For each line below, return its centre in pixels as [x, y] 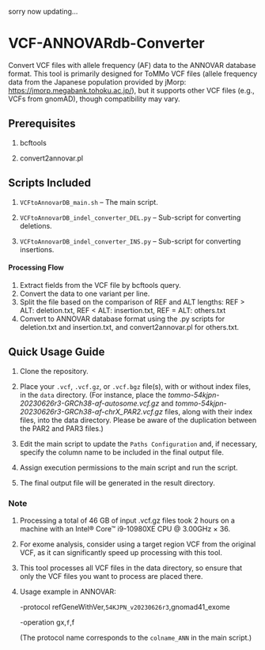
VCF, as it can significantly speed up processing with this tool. [121, 552]
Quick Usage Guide [57, 352]
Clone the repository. [54, 371]
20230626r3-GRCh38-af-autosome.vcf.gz [89, 403]
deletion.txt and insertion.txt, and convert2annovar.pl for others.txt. [129, 327]
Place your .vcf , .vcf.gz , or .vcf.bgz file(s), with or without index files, [135, 386]
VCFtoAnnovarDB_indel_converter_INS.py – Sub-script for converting [130, 241]
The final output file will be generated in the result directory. [117, 482]
